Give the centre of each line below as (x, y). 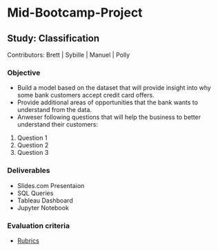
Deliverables (29, 171)
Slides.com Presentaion (51, 185)
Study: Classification (53, 38)
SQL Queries (35, 193)
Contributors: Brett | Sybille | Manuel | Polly (69, 55)
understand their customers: (58, 124)
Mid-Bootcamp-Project (75, 13)
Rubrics (28, 241)
